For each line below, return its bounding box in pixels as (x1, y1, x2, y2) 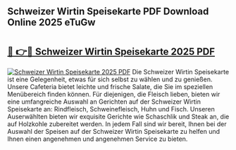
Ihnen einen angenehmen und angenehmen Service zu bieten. (7, 135, 188, 143)
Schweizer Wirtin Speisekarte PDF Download (7, 6, 209, 18)
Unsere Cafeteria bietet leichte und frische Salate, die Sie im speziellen (7, 83, 213, 90)
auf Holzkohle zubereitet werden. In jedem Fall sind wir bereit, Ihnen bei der (7, 120, 227, 128)
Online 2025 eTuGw (7, 17, 96, 29)
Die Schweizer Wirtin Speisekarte (132, 68, 230, 76)
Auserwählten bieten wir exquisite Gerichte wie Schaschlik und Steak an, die (7, 112, 230, 121)
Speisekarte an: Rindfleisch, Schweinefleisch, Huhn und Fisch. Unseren (7, 105, 215, 113)
